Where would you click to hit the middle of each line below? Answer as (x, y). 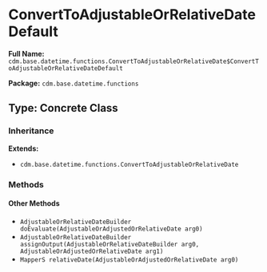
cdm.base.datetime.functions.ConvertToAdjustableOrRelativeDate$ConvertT (134, 61)
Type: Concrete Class (63, 108)
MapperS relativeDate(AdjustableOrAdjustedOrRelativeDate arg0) (129, 260)
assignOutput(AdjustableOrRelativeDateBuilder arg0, (110, 244)
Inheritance (31, 131)
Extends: (24, 148)
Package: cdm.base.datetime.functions (74, 83)
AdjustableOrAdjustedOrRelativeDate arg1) (92, 251)
